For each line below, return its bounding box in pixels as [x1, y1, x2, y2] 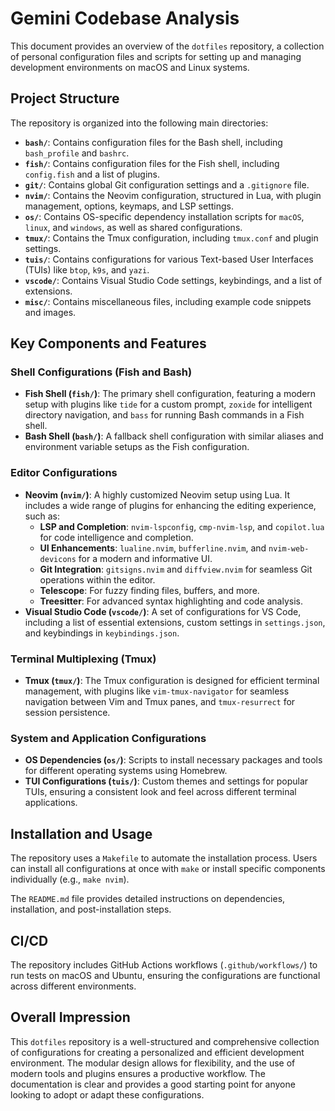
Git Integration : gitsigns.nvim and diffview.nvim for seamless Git [39, 563, 313, 575]
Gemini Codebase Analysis [10, 7, 240, 30]
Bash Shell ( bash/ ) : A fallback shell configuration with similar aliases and [24, 430, 324, 442]
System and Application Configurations [10, 731, 207, 745]
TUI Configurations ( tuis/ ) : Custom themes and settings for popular [24, 775, 309, 787]
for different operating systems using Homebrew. [24, 765, 228, 777]
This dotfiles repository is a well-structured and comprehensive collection [10, 1035, 320, 1047]
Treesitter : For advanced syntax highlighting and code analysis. [39, 595, 304, 607]
